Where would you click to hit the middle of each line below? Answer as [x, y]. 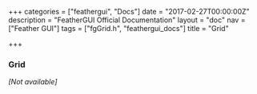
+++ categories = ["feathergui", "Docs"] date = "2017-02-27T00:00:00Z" [129, 12]
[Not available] [33, 82]
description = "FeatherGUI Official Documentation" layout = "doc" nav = [127, 20]
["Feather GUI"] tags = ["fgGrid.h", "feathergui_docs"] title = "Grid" [119, 28]
